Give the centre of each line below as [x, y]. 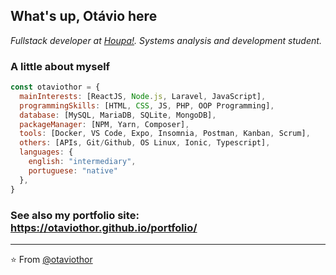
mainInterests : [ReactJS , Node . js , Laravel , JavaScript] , [143, 96]
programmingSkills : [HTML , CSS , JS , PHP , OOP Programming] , [147, 105]
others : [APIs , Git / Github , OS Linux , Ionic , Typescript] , [145, 143]
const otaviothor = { [55, 87]
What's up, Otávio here [84, 16]
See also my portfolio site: [75, 215]
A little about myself [60, 66]
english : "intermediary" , [82, 162]
